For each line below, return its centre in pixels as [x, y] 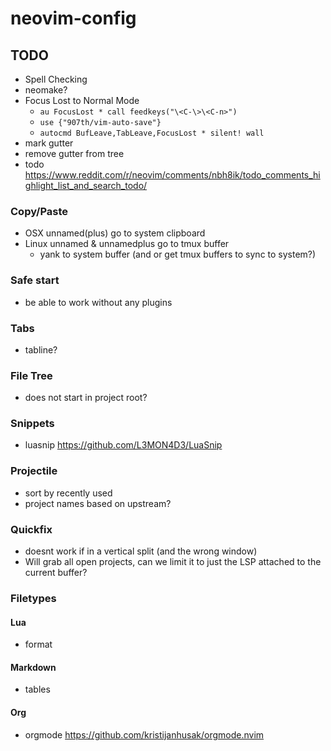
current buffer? [56, 573]
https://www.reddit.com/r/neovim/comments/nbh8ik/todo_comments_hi [172, 175]
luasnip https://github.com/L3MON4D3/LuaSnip [123, 445]
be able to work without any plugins [98, 302]
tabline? [41, 349]
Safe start [35, 280]
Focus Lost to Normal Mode [82, 100]
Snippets [32, 424]
